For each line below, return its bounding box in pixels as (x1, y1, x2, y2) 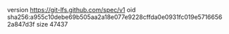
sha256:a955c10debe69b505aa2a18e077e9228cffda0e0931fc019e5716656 (7, 13, 223, 21)
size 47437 (36, 20, 68, 28)
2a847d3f (7, 20, 35, 28)
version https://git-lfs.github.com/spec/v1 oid (7, 6, 136, 14)
